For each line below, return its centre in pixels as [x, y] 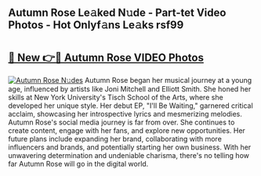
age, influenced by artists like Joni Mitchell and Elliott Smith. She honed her [130, 89]
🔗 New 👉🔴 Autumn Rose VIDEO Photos [106, 57]
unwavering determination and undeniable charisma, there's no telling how [129, 155]
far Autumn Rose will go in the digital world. [78, 164]
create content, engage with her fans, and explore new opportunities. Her [127, 131]
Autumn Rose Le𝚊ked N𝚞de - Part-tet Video [117, 13]
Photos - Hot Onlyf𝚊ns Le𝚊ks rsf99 [96, 25]
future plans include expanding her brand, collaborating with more [115, 139]
